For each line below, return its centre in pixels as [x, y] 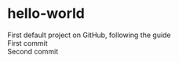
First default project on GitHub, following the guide [89, 35]
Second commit [33, 51]
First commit [27, 43]
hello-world [46, 14]
